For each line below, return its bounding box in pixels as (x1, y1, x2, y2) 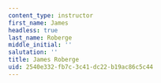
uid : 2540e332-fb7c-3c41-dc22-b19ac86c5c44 (8, 63, 154, 71)
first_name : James (8, 19, 69, 27)
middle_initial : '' (8, 41, 73, 49)
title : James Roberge (8, 56, 80, 64)
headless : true (8, 26, 58, 34)
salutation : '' (8, 48, 58, 56)
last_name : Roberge (8, 33, 73, 42)
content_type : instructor (8, 11, 93, 20)
